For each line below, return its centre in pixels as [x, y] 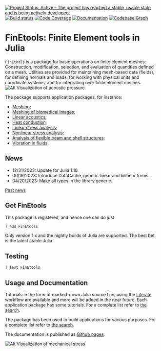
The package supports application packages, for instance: [64, 97]
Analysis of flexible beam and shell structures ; [59, 138]
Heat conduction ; [30, 122]
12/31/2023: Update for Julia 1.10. [45, 170]
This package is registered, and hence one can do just [60, 217]
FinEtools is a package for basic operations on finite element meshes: [76, 62]
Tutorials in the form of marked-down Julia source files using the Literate [78, 294]
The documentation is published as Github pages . [55, 334]
